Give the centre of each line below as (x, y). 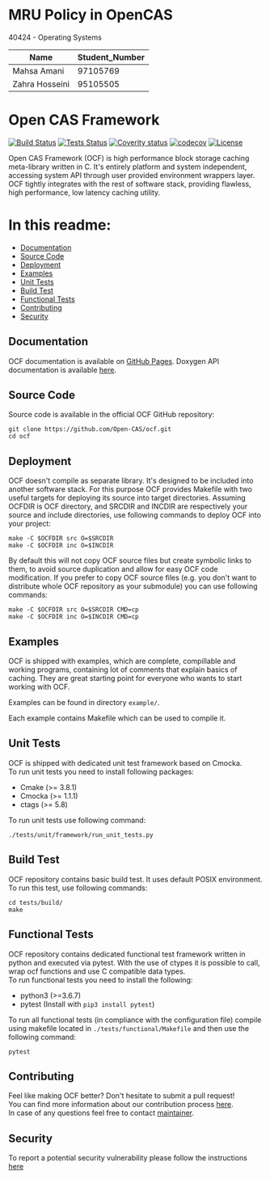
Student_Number (111, 57)
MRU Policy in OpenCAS (91, 15)
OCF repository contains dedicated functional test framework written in (127, 954)
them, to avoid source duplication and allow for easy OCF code (113, 569)
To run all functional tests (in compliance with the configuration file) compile (135, 1020)
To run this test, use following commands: (78, 888)
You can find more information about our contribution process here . (121, 1105)
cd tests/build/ (36, 902)
